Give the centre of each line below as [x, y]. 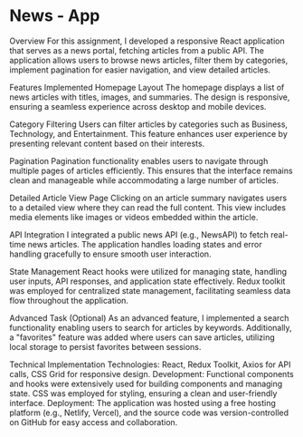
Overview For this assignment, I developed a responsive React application [147, 41]
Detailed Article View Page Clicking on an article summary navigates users [148, 198]
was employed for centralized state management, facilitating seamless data [150, 290]
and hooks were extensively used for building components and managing [146, 384]
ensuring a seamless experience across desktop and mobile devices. [138, 106]
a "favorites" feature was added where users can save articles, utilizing [142, 337]
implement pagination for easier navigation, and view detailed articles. [140, 70]
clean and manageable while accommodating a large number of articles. [144, 180]
